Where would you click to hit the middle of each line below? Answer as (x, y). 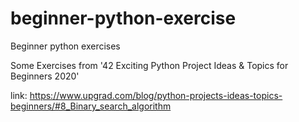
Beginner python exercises (65, 46)
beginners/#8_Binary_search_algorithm (91, 106)
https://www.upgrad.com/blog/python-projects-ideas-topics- (156, 95)
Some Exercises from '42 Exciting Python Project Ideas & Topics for (149, 65)
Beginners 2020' (45, 76)
